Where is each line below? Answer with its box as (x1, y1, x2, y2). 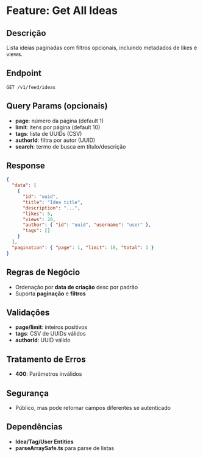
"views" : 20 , (22, 216, 56, 222)
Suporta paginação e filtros (15, 290, 87, 297)
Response (6, 161, 46, 171)
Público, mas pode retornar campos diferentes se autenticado (15, 404, 171, 411)
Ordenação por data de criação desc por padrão (15, 283, 138, 291)
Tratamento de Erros (6, 354, 87, 364)
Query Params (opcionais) (6, 101, 108, 111)
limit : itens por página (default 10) (15, 123, 101, 131)
